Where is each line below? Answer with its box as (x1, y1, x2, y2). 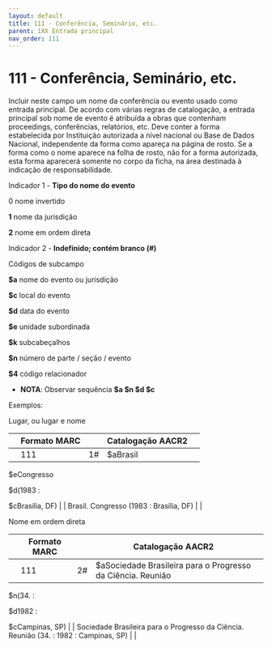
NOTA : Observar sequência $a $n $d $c (19, 385, 155, 394)
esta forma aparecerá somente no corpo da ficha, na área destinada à (8, 156, 242, 166)
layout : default (8, 11, 63, 20)
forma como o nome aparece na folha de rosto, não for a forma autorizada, (8, 147, 258, 158)
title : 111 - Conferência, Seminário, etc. (8, 19, 158, 28)
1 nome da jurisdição (8, 212, 78, 222)
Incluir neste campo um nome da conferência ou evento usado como (8, 96, 238, 106)
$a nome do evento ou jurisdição (8, 275, 119, 284)
